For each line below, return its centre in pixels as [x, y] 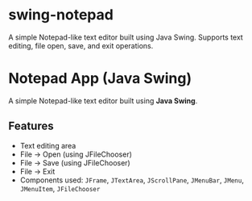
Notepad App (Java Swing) [100, 79]
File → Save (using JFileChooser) [75, 162]
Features [31, 126]
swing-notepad [61, 15]
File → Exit [37, 171]
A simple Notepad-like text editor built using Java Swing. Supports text [126, 37]
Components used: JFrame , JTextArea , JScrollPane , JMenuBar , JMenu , [132, 180]
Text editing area [48, 145]
